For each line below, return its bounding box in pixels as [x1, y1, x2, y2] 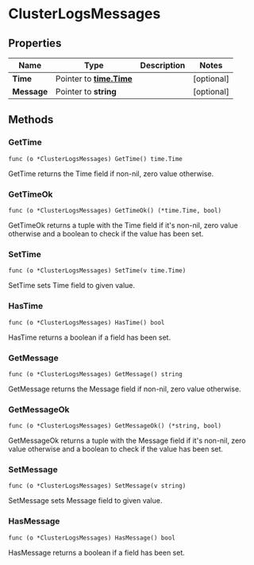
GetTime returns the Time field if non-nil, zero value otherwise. [8, 168, 214, 179]
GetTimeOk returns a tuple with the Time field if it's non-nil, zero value [8, 220, 238, 230]
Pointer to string [55, 86, 117, 97]
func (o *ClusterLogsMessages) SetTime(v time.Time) [8, 267, 187, 275]
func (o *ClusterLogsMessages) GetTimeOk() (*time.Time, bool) [8, 206, 222, 214]
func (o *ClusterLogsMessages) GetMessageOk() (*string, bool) [8, 422, 222, 430]
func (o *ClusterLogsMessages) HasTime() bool [8, 318, 165, 326]
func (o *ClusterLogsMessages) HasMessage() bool [8, 533, 176, 542]
